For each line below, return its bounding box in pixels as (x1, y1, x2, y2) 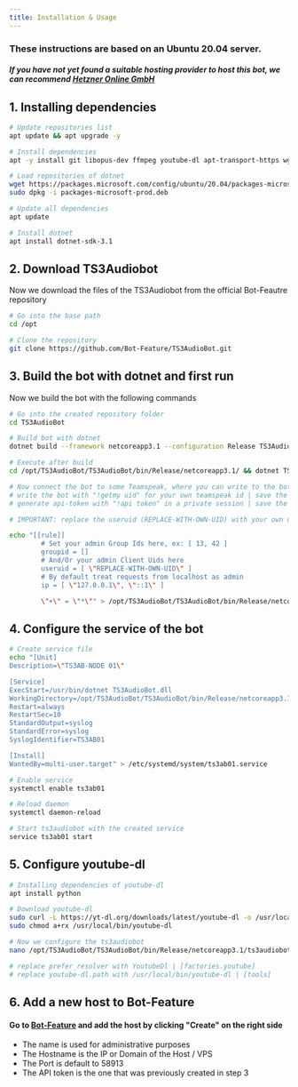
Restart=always (9, 702, 66, 711)
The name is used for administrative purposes (21, 1039, 191, 1050)
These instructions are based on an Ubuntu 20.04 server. (9, 42, 262, 54)
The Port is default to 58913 (21, 1059, 124, 1069)
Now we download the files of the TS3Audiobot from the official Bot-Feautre (9, 285, 288, 296)
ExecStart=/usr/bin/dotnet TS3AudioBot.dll (9, 685, 173, 694)
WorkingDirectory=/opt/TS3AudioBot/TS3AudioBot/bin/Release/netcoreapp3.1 (9, 694, 292, 703)
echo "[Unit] (9, 653, 58, 662)
